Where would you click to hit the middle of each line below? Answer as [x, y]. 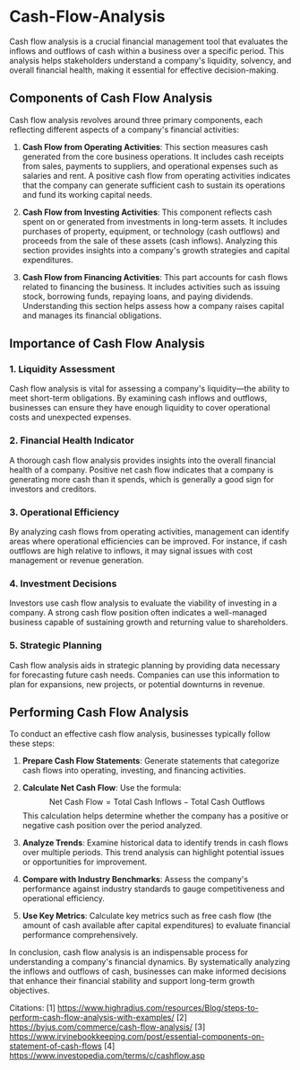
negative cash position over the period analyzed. [112, 826]
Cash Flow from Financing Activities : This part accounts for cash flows [155, 277]
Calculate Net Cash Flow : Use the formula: [102, 788]
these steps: [32, 744]
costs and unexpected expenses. [70, 417]
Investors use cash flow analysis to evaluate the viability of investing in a [143, 603]
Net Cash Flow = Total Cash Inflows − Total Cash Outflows [157, 802]
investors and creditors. [53, 489]
